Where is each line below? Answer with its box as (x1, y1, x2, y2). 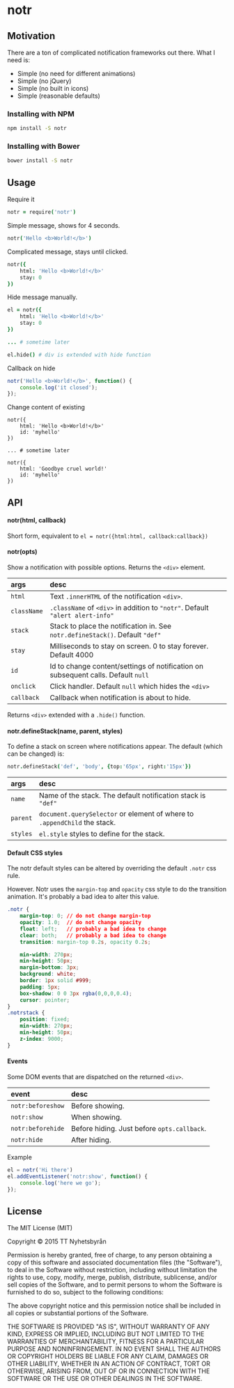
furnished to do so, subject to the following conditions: (7, 1288, 164, 1296)
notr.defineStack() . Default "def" (49, 630, 162, 640)
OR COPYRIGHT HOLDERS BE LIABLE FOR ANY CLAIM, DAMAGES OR (7, 1352, 209, 1361)
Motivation (7, 30, 56, 42)
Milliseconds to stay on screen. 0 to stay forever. (49, 641, 209, 651)
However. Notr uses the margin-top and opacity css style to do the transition (7, 885, 227, 893)
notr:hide (10, 1136, 43, 1144)
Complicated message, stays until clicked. (7, 247, 128, 256)
